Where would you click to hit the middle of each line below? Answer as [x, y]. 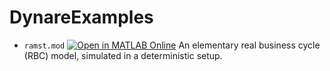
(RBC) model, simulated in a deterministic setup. [123, 55]
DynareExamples [81, 17]
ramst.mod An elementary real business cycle [172, 45]
